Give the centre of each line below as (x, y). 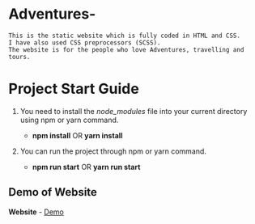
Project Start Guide (74, 89)
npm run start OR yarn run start (86, 167)
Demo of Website (53, 192)
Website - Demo (36, 212)
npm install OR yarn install (77, 135)
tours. (19, 57)
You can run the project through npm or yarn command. (113, 151)
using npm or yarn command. (69, 120)
